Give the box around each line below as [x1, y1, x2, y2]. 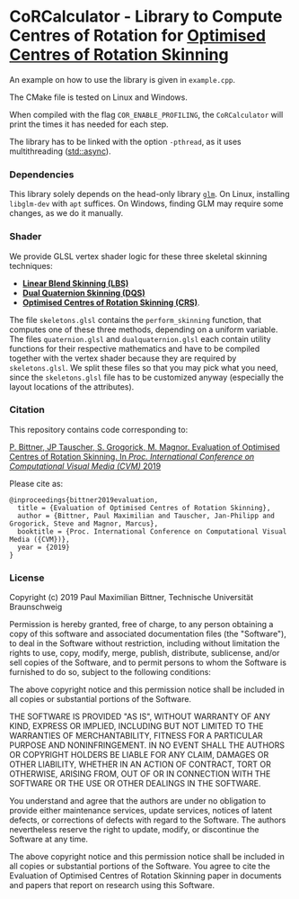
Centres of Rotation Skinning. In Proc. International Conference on [9, 451, 255, 462]
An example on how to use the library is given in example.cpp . [9, 74, 236, 85]
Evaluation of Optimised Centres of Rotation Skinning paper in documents [9, 870, 282, 881]
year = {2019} [17, 543, 70, 552]
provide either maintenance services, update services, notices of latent [9, 805, 273, 816]
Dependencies [9, 168, 75, 181]
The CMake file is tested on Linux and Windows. [9, 92, 189, 103]
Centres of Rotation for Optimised [9, 25, 267, 46]
